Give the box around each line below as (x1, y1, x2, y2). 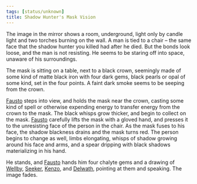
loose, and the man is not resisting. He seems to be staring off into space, (6, 49, 185, 56)
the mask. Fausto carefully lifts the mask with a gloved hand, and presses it (6, 116, 188, 123)
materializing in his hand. (6, 147, 66, 154)
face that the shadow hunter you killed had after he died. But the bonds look (6, 42, 191, 50)
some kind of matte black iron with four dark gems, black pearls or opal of (6, 73, 186, 80)
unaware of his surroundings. (6, 55, 78, 63)
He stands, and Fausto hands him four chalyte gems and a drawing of (6, 159, 175, 166)
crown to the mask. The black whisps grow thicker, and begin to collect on (6, 110, 186, 117)
